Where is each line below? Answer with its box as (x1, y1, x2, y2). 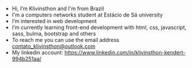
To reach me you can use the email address (11, 37, 119, 43)
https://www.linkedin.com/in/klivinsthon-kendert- (64, 49, 186, 56)
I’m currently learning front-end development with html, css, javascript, (11, 24, 187, 31)
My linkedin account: (11, 49, 64, 56)
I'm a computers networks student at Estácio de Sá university (11, 11, 163, 18)
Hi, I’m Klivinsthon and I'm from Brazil (11, 5, 104, 12)
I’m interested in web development (11, 18, 97, 24)
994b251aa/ (11, 56, 42, 62)
